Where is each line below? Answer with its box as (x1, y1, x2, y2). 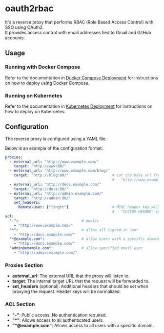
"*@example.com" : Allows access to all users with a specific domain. (12, 322, 154, 328)
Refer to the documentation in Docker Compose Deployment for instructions (5, 74, 159, 81)
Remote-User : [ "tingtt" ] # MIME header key (18, 205, 150, 210)
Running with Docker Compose (5, 64, 81, 71)
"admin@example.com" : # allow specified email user (9, 246, 143, 251)
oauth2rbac (5, 3, 54, 14)
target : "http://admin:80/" (14, 195, 71, 201)
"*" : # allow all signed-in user (9, 227, 139, 233)
